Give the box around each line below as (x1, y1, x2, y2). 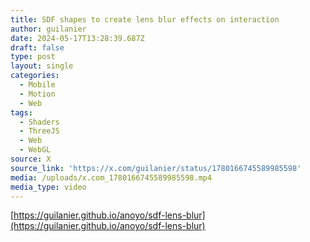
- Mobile (19, 80, 56, 90)
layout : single (10, 61, 74, 71)
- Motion (19, 89, 56, 99)
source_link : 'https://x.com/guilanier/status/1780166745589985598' (10, 163, 302, 173)
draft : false (10, 42, 65, 53)
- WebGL (19, 145, 52, 155)
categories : (10, 71, 60, 81)
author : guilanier (10, 24, 87, 34)
